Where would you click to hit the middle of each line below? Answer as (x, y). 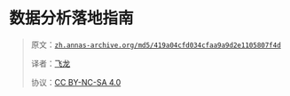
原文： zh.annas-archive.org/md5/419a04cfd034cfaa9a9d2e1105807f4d (156, 44)
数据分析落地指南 (72, 18)
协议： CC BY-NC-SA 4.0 (76, 82)
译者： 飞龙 (51, 63)
